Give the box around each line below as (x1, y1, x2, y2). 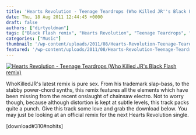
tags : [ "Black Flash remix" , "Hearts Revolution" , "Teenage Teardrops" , (6, 30, 187, 36)
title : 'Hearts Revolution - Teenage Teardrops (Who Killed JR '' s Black (6, 8, 187, 15)
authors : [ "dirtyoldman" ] (6, 25, 69, 31)
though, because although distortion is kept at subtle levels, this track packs (6, 99, 190, 106)
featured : (6, 47, 30, 53)
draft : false (6, 19, 38, 25)
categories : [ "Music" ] (6, 36, 61, 41)
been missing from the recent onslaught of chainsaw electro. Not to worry (6, 92, 184, 99)
